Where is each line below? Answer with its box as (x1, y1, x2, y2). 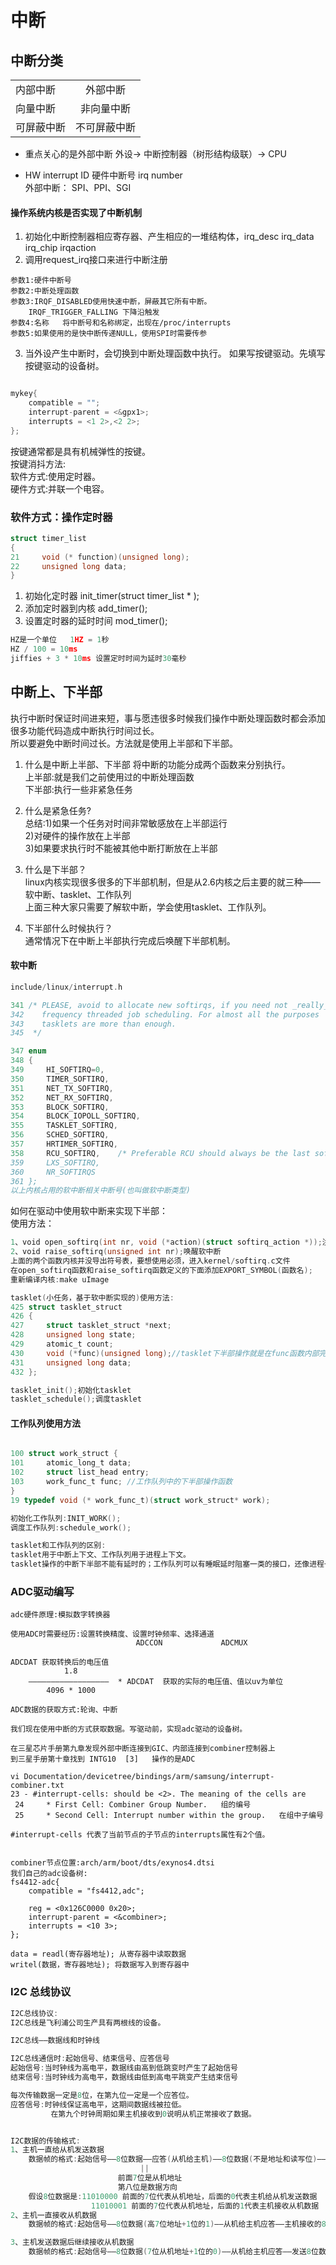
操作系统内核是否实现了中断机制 (10, 206, 142, 218)
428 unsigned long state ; (10, 1330, 137, 1340)
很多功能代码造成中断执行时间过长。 (10, 724, 160, 736)
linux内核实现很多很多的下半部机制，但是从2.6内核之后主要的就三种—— (24, 876, 321, 888)
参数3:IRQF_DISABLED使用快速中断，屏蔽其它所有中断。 (10, 297, 212, 307)
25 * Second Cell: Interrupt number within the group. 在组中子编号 (14, 1811, 324, 1821)
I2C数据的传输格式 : (10, 2136, 81, 2146)
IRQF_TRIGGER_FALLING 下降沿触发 (28, 307, 160, 318)
